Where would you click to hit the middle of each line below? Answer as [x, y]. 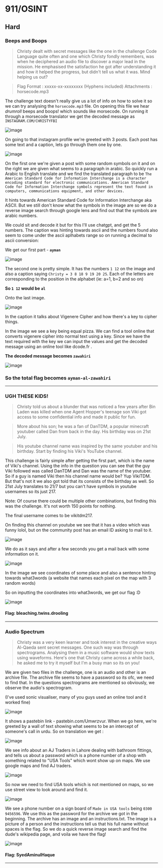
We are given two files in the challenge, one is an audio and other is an [76, 672]
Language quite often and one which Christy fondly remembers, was [85, 56]
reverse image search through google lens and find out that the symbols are [81, 210]
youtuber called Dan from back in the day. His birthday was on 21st [84, 432]
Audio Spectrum [25, 632]
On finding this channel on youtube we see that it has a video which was [77, 525]
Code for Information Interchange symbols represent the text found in [79, 187]
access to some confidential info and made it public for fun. [76, 417]
